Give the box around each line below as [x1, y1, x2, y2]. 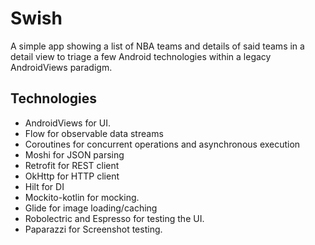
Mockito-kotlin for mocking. [24, 191, 140, 203]
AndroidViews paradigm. [10, 61, 113, 73]
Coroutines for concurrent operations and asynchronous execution [24, 138, 301, 150]
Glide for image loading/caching [24, 202, 158, 214]
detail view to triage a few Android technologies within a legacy [10, 50, 272, 62]
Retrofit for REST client [24, 159, 120, 171]
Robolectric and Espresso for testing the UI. [24, 212, 205, 224]
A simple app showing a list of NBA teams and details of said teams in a [10, 40, 305, 52]
